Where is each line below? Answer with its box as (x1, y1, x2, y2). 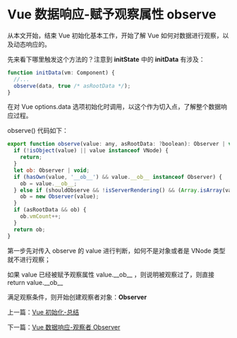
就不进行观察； (7, 255, 51, 264)
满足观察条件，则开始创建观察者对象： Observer (7, 293, 147, 301)
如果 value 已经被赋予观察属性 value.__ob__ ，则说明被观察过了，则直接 (7, 270, 215, 279)
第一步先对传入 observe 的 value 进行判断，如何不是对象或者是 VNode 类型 (7, 246, 226, 255)
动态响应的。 (13, 40, 51, 48)
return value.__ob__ (7, 278, 63, 286)
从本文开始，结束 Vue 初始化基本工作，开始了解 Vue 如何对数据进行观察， (7, 31, 223, 40)
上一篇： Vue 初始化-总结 (7, 308, 80, 316)
